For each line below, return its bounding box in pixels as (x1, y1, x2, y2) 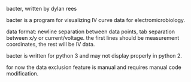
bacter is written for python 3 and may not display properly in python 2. (6, 52, 183, 59)
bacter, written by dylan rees (6, 5, 77, 12)
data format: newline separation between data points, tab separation (6, 28, 175, 35)
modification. (6, 70, 39, 77)
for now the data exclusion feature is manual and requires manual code (6, 64, 181, 71)
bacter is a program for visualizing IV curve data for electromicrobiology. (6, 17, 186, 23)
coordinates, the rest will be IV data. (6, 41, 95, 48)
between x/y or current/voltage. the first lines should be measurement (6, 34, 180, 41)
